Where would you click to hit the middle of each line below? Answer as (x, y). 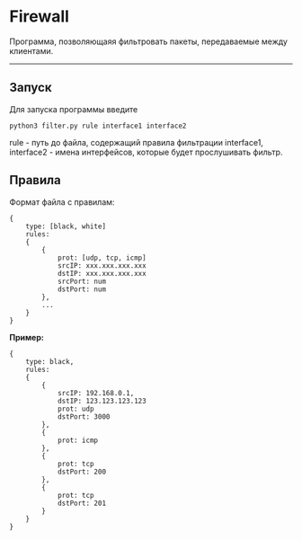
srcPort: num (81, 281)
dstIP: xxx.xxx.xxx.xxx (102, 273)
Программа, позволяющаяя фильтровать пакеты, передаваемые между (148, 41)
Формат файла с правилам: (62, 202)
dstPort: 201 (81, 503)
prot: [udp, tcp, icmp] (102, 258)
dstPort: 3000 (84, 416)
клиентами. (31, 50)
